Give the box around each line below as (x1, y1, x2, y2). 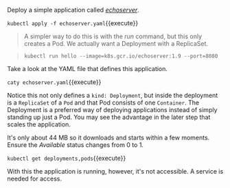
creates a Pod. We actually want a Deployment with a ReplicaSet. (23, 40, 208, 47)
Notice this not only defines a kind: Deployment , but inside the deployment (7, 92, 218, 99)
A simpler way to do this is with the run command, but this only (23, 32, 203, 40)
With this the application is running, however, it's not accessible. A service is (7, 167, 224, 175)
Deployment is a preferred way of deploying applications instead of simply (7, 106, 218, 113)
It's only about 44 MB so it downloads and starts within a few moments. (7, 133, 210, 142)
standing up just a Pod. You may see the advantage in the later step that (7, 113, 211, 121)
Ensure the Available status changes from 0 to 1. (7, 141, 144, 149)
